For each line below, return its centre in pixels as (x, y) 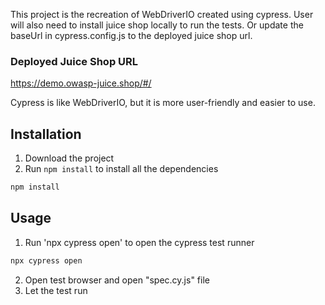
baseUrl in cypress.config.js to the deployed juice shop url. (131, 35)
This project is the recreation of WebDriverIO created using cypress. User (162, 14)
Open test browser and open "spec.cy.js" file (117, 280)
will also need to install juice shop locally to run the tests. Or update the (157, 25)
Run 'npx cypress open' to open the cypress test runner (139, 242)
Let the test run (56, 290)
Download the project (69, 158)
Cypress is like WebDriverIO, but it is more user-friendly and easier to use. (163, 103)
